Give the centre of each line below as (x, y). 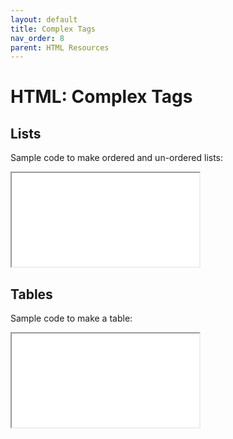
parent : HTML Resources (60, 47)
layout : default (44, 19)
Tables (31, 294)
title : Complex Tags (53, 29)
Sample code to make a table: (71, 318)
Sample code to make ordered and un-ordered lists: (117, 158)
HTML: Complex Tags (101, 97)
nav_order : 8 (37, 38)
